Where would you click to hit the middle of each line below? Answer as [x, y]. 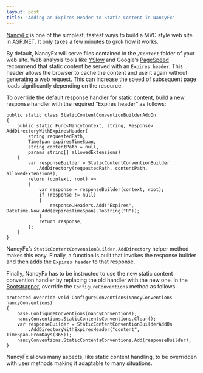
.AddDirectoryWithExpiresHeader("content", [84, 329]
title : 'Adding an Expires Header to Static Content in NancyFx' [91, 18]
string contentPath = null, [64, 147]
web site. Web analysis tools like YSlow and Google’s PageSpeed [88, 60]
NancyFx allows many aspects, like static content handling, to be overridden [102, 357]
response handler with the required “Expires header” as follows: [86, 103]
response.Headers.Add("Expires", [92, 205]
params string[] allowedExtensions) [74, 152]
